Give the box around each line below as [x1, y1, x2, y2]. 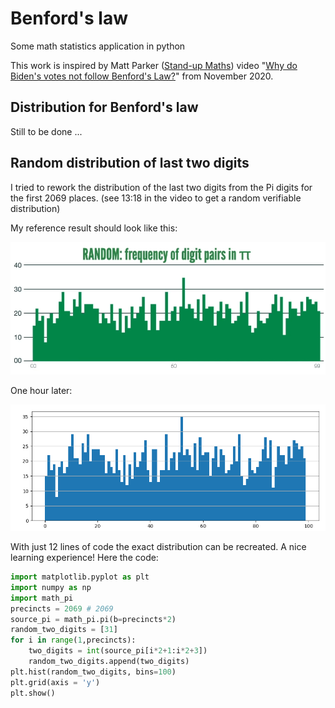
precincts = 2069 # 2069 [10, 603, 114, 614]
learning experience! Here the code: [10, 552, 159, 564]
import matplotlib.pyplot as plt [10, 572, 150, 582]
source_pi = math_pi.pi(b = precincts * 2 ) [10, 614, 177, 624]
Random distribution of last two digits [10, 155, 250, 172]
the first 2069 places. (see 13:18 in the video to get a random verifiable [10, 192, 302, 204]
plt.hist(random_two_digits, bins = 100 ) [10, 667, 177, 677]
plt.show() [10, 688, 56, 698]
